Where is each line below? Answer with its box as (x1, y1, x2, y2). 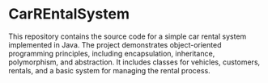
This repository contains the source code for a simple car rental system (8, 31, 247, 41)
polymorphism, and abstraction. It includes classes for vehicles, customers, (8, 57, 261, 67)
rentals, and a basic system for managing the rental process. (8, 65, 211, 75)
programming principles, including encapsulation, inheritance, (8, 48, 215, 58)
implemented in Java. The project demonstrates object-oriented (8, 39, 222, 49)
